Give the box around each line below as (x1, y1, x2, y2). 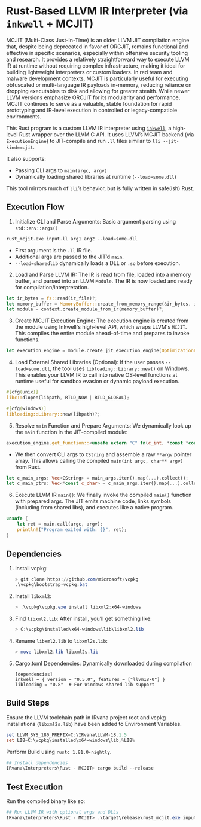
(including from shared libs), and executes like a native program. (14, 504, 173, 511)
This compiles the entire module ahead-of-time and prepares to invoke (14, 330, 190, 337)
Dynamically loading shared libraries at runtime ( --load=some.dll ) (14, 173, 176, 180)
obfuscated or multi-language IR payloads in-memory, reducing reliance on (6, 81, 192, 88)
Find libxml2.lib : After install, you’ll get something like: (14, 615, 153, 622)
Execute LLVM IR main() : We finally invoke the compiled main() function (14, 492, 192, 499)
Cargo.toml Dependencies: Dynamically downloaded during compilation (14, 660, 193, 667)
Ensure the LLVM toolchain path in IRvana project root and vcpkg (6, 713, 166, 721)
